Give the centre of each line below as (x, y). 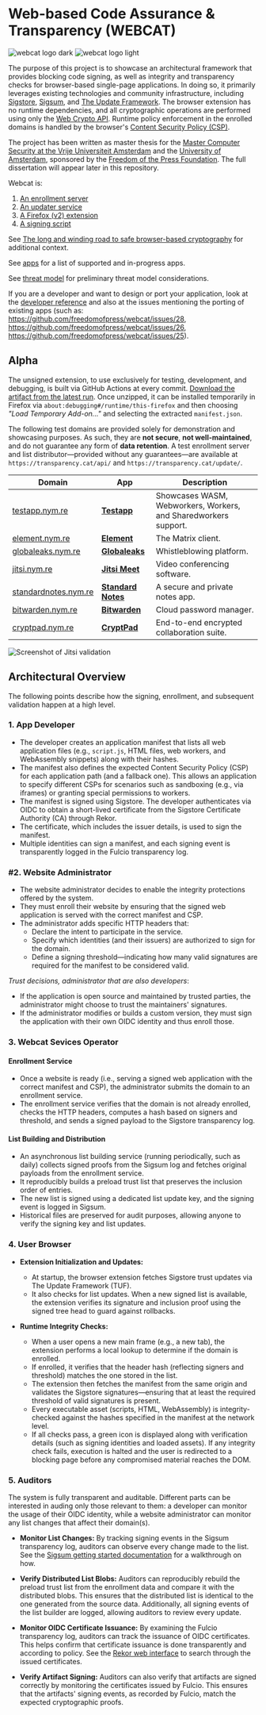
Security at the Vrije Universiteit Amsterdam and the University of (115, 151)
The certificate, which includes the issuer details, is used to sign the (131, 827)
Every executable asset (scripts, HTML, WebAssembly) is (125, 1409)
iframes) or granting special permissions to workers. (105, 792)
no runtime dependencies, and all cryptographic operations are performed (129, 110)
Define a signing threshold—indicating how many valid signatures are (144, 957)
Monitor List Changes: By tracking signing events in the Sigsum (124, 1538)
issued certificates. (51, 1662)
